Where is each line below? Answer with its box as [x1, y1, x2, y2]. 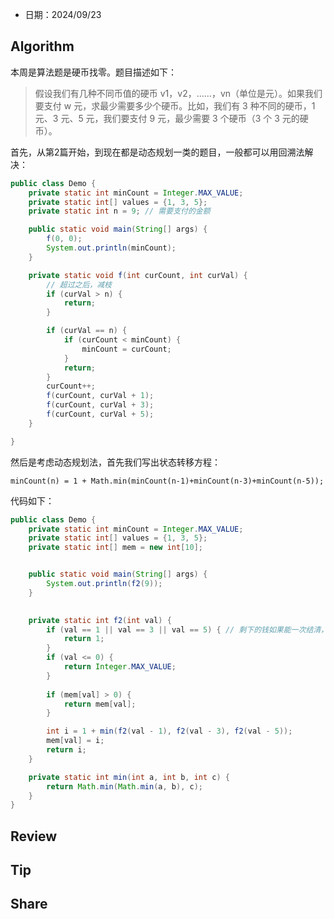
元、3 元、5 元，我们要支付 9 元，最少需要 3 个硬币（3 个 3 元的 [34, 112, 300, 124]
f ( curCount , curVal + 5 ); [46, 409, 155, 420]
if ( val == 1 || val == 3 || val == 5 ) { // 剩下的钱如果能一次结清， [46, 624, 329, 635]
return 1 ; [63, 634, 105, 644]
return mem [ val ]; [63, 699, 137, 709]
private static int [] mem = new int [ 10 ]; [28, 543, 203, 553]
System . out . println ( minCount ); [46, 243, 177, 253]
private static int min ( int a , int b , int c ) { [28, 772, 231, 782]
